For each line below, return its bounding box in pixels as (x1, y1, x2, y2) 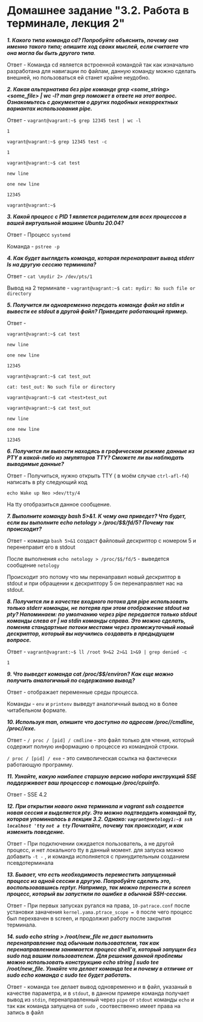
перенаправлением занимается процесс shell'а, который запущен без (7, 945, 197, 952)
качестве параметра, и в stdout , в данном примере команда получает (7, 989, 190, 997)
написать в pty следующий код (7, 478, 88, 485)
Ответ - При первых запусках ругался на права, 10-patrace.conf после (7, 902, 190, 909)
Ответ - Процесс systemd (7, 231, 71, 238)
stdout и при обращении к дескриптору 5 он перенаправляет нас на (7, 580, 183, 587)
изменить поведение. (7, 828, 65, 835)
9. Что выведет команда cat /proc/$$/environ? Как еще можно (7, 670, 174, 678)
